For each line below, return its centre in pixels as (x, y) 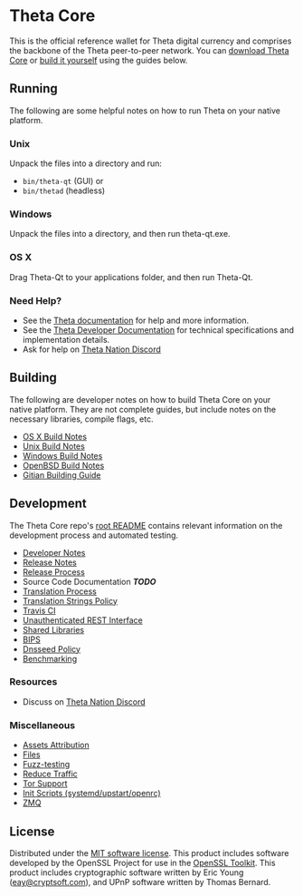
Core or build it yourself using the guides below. (99, 60)
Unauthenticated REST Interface (82, 620)
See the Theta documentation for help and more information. (136, 320)
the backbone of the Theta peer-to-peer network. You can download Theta (149, 50)
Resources (33, 682)
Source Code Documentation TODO (89, 581)
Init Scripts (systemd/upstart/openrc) (91, 794)
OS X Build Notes (55, 436)
